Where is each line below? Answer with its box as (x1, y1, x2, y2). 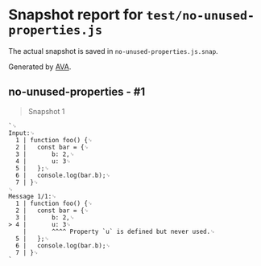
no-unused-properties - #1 (8, 85, 146, 99)
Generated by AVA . (8, 62, 72, 72)
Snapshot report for (8, 6, 143, 24)
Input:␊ (8, 129, 35, 137)
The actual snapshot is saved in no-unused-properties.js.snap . (8, 46, 219, 55)
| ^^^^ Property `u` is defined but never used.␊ (23, 227, 216, 235)
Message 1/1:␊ (8, 192, 57, 200)
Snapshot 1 (27, 106, 65, 116)
